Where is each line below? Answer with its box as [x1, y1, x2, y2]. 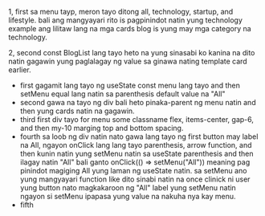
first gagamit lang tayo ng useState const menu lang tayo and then [19, 80, 241, 90]
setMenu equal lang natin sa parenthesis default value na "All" [19, 89, 226, 99]
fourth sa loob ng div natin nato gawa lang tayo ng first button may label [19, 132, 259, 141]
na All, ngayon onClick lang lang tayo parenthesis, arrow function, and [19, 141, 252, 149]
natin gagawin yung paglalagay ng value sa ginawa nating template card [8, 56, 247, 66]
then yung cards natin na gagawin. [19, 106, 135, 116]
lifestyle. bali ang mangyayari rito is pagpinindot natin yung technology [8, 15, 243, 25]
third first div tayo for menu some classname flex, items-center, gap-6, [19, 115, 255, 124]
